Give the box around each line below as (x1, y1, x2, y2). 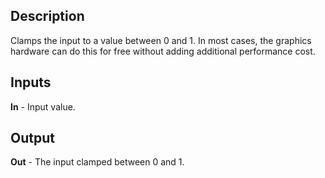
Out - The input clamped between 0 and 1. (10, 156, 185, 168)
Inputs (10, 74, 52, 91)
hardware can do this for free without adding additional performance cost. (10, 45, 316, 57)
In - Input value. (10, 100, 76, 113)
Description (10, 8, 85, 25)
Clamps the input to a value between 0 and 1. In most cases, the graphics (10, 34, 312, 46)
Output (10, 130, 55, 147)
